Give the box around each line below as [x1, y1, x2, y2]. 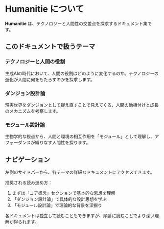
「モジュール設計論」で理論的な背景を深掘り [12, 203, 102, 208]
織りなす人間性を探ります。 [35, 139, 91, 146]
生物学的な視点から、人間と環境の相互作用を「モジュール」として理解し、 [5, 134, 155, 139]
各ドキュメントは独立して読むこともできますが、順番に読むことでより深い [5, 213, 155, 219]
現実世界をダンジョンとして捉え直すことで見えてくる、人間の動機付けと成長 [5, 102, 159, 108]
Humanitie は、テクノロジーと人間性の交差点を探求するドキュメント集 [5, 21, 148, 26]
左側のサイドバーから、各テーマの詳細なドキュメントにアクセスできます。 [5, 169, 155, 175]
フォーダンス [5, 139, 31, 146]
